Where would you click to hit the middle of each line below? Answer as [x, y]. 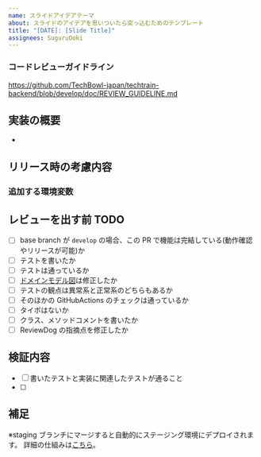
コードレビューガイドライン [61, 67]
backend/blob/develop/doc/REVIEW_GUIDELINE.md [93, 93]
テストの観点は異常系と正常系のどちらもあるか [96, 290]
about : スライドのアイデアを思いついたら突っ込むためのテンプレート [106, 23]
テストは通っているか [54, 270]
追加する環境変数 [41, 192]
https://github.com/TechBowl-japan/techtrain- [84, 85]
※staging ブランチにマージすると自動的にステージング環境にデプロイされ [128, 435]
